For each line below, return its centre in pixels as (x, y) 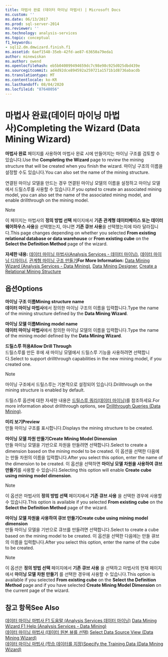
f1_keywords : (19, 43)
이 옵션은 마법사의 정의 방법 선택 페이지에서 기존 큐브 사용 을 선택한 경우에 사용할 (83, 496)
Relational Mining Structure (33, 272)
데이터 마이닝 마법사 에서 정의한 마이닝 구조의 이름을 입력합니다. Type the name (82, 308)
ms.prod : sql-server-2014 (32, 24)
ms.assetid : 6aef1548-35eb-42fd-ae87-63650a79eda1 (59, 52)
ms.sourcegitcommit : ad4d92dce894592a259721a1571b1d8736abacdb (73, 71)
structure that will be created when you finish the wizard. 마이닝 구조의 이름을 (84, 166)
